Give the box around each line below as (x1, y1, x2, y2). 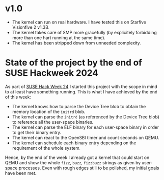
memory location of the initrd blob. (12, 109, 85, 114)
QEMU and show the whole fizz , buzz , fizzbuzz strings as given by (5, 159, 141, 165)
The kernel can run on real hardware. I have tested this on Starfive (12, 19, 146, 25)
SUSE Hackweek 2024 (5, 67, 98, 79)
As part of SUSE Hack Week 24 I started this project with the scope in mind (5, 84, 158, 90)
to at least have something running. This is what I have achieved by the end (5, 89, 158, 94)
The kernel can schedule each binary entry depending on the (12, 140, 137, 146)
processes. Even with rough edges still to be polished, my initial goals (19, 165, 160, 171)
